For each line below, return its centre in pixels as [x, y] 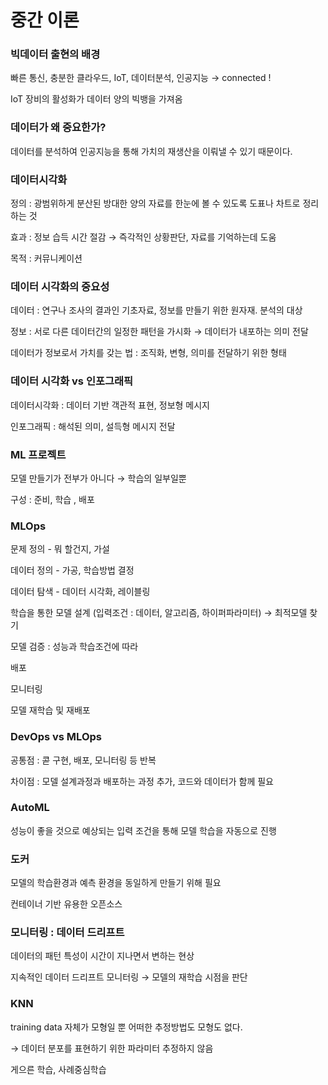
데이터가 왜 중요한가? [58, 128]
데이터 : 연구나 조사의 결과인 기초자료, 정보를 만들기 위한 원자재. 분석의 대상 [156, 310]
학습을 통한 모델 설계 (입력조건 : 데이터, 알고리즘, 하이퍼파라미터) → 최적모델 [159, 613]
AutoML [30, 808]
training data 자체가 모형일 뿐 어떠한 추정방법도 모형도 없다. [126, 1027]
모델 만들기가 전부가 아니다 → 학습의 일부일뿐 [98, 478]
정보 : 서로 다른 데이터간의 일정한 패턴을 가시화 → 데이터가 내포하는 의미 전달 [159, 332]
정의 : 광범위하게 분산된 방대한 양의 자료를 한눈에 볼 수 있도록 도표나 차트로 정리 [165, 203]
